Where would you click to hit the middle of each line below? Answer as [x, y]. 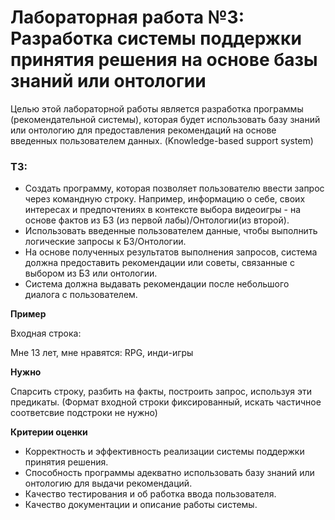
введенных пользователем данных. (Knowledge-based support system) [162, 140]
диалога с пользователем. [81, 295]
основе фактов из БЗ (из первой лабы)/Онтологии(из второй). [157, 220]
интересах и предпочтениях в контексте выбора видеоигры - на [163, 210]
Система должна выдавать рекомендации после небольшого [157, 284]
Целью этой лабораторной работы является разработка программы [157, 108]
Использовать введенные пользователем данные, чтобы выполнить [171, 231]
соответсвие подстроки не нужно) [84, 413]
